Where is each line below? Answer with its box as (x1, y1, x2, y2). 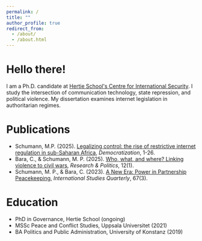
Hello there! (6, 63, 66, 76)
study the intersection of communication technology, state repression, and (6, 88, 191, 96)
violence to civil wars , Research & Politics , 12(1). (14, 162, 134, 169)
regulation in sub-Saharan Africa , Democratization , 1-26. (14, 148, 155, 156)
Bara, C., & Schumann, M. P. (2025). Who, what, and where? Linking (14, 155, 184, 162)
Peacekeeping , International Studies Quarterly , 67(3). (14, 174, 148, 182)
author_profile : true (6, 20, 61, 26)
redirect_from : (6, 25, 44, 32)
